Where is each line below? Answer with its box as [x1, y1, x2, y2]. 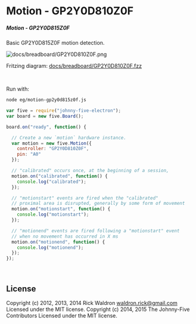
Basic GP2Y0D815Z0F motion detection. [6, 39, 105, 46]
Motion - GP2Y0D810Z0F [6, 4, 134, 18]
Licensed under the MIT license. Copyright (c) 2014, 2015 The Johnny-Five [6, 306, 190, 313]
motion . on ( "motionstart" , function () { [11, 206, 111, 212]
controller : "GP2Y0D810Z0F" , [17, 146, 89, 152]
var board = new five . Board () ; [6, 113, 84, 119]
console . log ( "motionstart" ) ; [17, 211, 89, 218]
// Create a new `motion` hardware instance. [11, 135, 127, 141]
